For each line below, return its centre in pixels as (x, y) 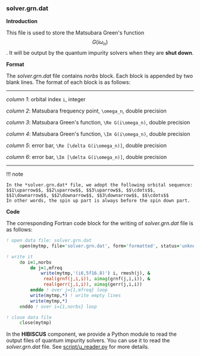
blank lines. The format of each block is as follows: (68, 82)
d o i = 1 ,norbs (35, 262)
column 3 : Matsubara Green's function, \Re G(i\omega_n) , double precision (98, 123)
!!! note (15, 174)
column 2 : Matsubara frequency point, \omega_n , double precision (86, 111)
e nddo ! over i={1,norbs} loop (58, 307)
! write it (20, 257)
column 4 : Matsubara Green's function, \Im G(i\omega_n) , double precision (98, 134)
